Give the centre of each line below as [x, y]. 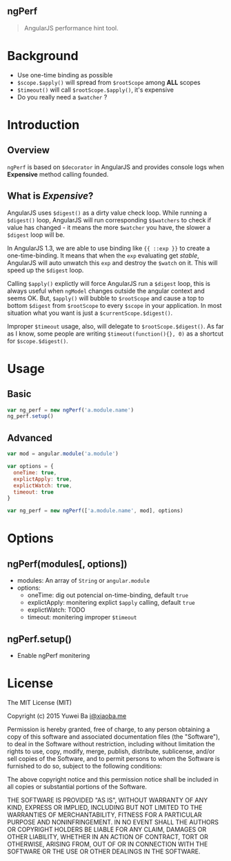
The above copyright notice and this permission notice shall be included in [113, 779]
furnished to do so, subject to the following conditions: [84, 766]
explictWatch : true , [43, 485]
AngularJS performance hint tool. [71, 28]
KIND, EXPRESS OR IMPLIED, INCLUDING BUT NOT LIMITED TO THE [105, 807]
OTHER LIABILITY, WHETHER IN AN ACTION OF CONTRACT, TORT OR [108, 836]
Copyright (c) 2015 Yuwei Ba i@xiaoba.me [67, 716]
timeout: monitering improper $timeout [82, 617]
